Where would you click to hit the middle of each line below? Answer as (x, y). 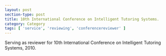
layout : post (18, 10)
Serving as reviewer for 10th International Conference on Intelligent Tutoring (83, 42)
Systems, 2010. (20, 48)
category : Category (25, 24)
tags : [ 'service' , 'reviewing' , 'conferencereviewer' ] (65, 28)
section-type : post (25, 14)
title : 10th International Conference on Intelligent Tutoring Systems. (82, 19)
